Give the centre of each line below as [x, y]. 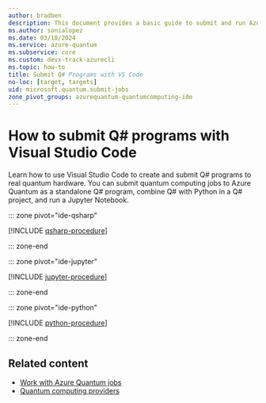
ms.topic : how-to [37, 67]
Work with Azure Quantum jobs [70, 382]
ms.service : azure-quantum [53, 45]
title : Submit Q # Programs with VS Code [76, 75]
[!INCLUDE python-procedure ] [58, 323]
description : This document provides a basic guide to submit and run [127, 23]
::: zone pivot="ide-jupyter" [53, 262]
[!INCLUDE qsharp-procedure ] [58, 231]
